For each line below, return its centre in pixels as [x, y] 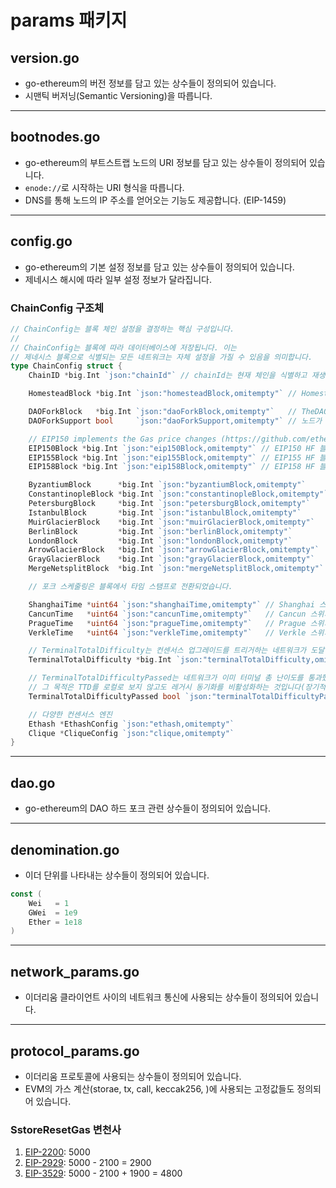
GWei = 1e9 [53, 912]
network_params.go [75, 971]
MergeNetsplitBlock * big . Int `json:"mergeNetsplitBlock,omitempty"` [176, 569]
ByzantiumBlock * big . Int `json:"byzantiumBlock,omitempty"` [167, 485]
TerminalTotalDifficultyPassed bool [105, 696]
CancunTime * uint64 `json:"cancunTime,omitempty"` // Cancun [167, 614]
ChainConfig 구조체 [57, 308]
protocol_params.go [75, 1051]
